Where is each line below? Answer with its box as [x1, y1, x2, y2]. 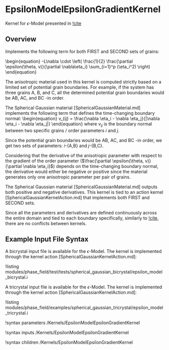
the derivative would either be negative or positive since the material [5, 168, 148, 174]
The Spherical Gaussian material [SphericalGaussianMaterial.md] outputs [5, 184, 158, 190]
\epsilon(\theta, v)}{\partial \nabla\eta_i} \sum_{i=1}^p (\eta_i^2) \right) [5, 63, 150, 69]
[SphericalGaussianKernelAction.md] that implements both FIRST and [5, 194, 150, 200]
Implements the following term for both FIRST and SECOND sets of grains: [5, 48, 159, 54]
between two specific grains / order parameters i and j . [5, 127, 120, 134]
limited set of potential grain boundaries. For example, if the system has [5, 84, 154, 90]
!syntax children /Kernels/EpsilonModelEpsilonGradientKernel [5, 339, 133, 345]
